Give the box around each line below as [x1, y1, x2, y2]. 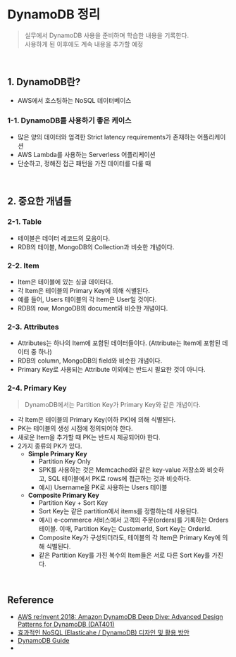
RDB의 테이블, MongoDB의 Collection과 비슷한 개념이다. [17, 242, 175, 251]
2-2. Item [7, 261, 40, 270]
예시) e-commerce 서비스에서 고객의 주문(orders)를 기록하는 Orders [38, 515, 229, 524]
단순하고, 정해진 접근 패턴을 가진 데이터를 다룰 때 [17, 159, 151, 168]
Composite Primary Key [27, 491, 100, 499]
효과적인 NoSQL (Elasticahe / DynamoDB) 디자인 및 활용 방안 [17, 628, 190, 637]
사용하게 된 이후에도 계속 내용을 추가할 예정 [24, 39, 144, 48]
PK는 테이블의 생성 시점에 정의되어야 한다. [17, 424, 133, 432]
